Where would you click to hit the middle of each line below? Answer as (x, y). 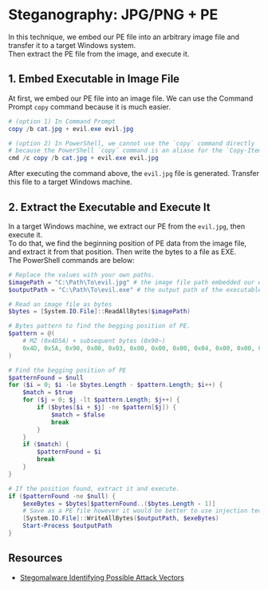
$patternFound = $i (69, 452)
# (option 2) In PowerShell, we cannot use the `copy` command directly (132, 143)
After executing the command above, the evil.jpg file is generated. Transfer (134, 173)
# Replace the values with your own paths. (82, 275)
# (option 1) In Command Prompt (62, 122)
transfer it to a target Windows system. (72, 45)
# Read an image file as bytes (60, 304)
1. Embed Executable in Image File (94, 79)
